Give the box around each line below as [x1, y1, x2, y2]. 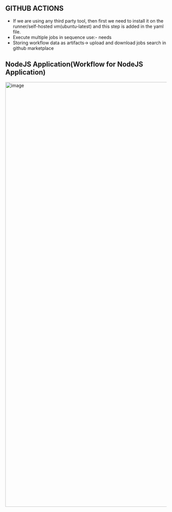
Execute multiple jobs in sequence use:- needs [12, 34, 112, 40]
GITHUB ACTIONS [5, 4, 64, 13]
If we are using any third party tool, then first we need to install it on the [12, 17, 164, 24]
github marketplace [12, 45, 54, 51]
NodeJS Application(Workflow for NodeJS [5, 60, 143, 69]
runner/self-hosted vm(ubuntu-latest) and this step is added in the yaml [12, 23, 164, 29]
